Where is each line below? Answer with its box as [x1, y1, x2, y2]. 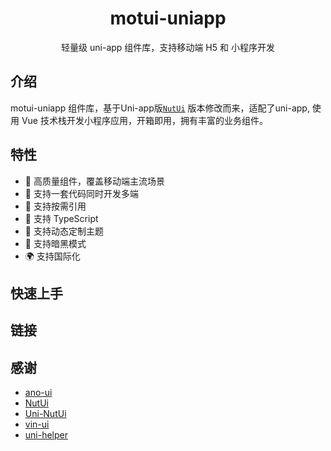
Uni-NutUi [24, 408, 67, 420]
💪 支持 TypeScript [24, 212, 99, 224]
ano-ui [24, 387, 53, 399]
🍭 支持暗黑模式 [24, 237, 87, 249]
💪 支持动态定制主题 [24, 225, 104, 237]
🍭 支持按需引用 [24, 200, 87, 212]
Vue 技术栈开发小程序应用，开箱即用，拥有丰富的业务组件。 [21, 114, 268, 126]
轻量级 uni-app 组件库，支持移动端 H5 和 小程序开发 [61, 41, 275, 53]
